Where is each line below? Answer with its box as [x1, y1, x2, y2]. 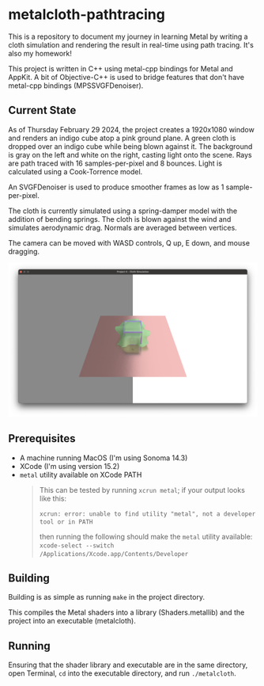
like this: [39, 494, 67, 503]
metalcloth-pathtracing [8, 6, 166, 24]
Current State [8, 104, 77, 117]
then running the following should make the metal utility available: [39, 532, 253, 541]
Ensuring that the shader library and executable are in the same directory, [8, 660, 248, 670]
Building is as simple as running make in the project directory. [8, 593, 206, 602]
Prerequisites [8, 432, 76, 445]
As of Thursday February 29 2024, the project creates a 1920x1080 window [8, 124, 255, 134]
